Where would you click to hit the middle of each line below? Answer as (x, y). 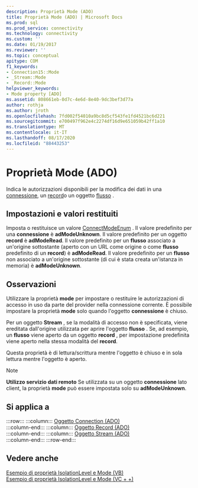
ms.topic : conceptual (33, 56)
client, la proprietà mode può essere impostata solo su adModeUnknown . (96, 388)
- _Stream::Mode (26, 77)
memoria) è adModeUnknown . (44, 266)
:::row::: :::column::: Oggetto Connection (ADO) (63, 421)
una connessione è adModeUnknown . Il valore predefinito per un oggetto (97, 235)
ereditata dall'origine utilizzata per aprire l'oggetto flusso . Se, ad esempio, (97, 329)
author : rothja (25, 105)
